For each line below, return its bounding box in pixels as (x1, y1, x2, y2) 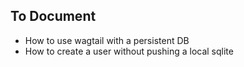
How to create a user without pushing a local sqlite (24, 45, 234, 57)
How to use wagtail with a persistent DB (24, 34, 190, 46)
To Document (10, 8, 97, 25)
